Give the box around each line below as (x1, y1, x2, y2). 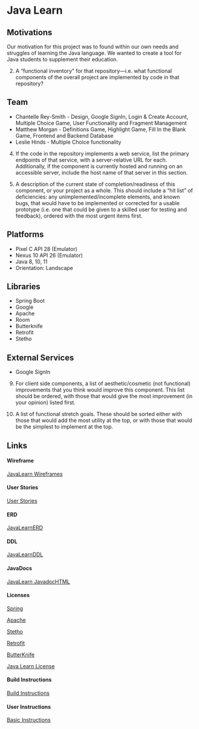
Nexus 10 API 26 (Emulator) (15, 252, 83, 259)
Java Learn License (7, 662, 55, 669)
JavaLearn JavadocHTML (7, 578, 70, 585)
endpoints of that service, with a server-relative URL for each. (15, 156, 167, 163)
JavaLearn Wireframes (7, 470, 63, 477)
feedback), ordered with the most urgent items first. (15, 212, 143, 219)
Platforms (7, 229, 44, 240)
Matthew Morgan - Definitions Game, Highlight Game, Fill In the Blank (15, 126, 186, 133)
